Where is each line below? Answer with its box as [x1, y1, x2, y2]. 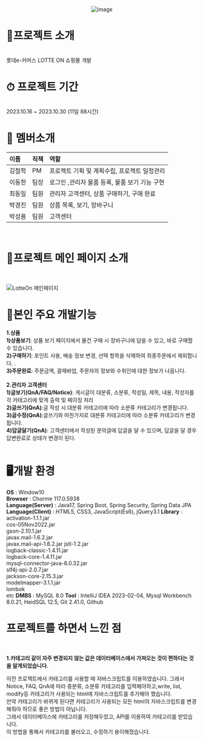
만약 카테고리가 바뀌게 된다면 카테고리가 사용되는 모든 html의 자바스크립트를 [6, 697, 186, 705]
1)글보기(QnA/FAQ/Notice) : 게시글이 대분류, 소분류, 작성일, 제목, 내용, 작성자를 [6, 389, 195, 396]
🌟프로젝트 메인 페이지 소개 [6, 251, 128, 265]
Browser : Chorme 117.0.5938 [6, 495, 80, 502]
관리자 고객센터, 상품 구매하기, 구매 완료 [49, 189, 156, 197]
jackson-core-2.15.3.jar [6, 572, 64, 579]
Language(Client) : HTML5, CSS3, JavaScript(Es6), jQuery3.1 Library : [6, 508, 183, 515]
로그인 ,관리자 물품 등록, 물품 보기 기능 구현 [49, 178, 165, 186]
